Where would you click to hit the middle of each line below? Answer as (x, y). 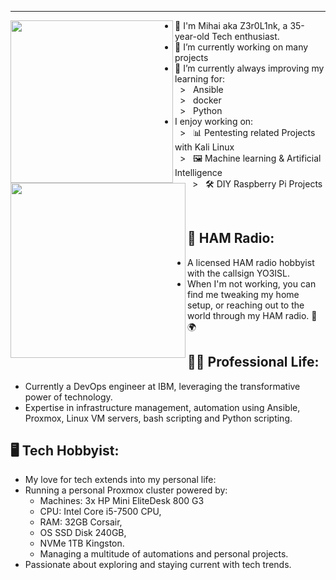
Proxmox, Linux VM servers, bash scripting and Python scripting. (158, 418)
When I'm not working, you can (252, 283)
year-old (192, 36)
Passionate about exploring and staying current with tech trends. (158, 565)
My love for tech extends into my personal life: (120, 480)
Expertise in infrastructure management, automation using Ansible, (162, 407)
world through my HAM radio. (248, 315)
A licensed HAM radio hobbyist (251, 262)
